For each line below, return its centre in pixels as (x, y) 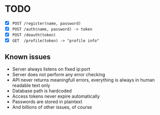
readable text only (31, 85)
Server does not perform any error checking (59, 74)
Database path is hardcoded (42, 91)
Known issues (28, 57)
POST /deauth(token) (34, 35)
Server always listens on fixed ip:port (51, 69)
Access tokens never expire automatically (56, 96)
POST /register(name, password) (46, 24)
